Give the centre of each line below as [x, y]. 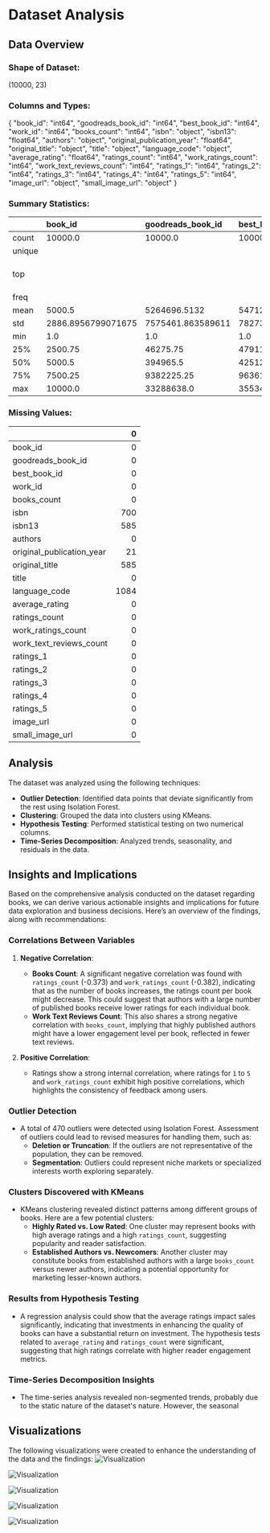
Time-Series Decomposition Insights [82, 1379]
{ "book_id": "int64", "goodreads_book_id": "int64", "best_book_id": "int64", [134, 123]
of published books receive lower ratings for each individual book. [141, 1007]
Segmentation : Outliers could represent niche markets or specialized [147, 1162]
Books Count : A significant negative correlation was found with [137, 973]
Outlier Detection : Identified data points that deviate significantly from [136, 798]
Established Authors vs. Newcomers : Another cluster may [130, 1252]
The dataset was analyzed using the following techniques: [104, 782]
